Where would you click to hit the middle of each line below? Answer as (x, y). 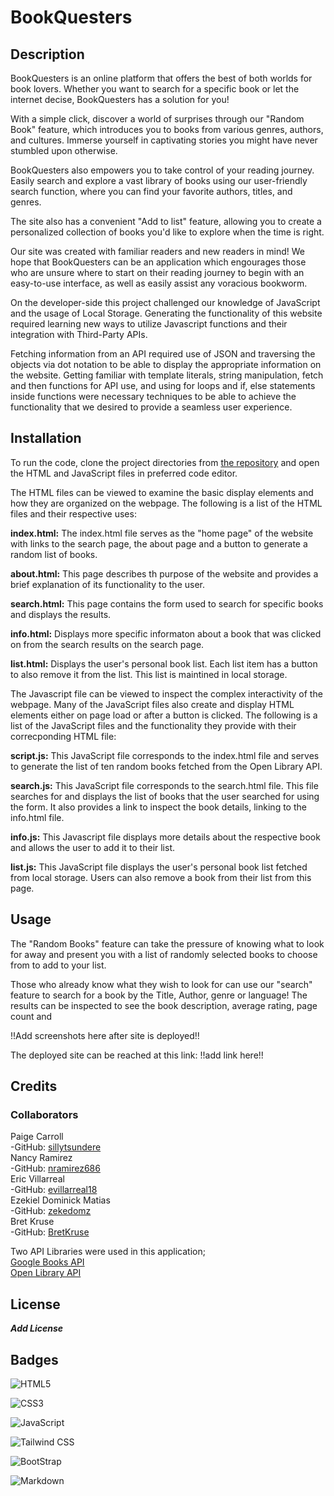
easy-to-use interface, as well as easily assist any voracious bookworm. (159, 283)
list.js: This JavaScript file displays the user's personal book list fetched (159, 867)
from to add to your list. (58, 965)
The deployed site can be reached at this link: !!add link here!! (137, 1055)
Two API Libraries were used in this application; (108, 1252)
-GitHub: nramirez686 (55, 1168)
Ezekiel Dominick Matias (60, 1200)
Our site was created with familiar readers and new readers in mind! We (158, 251)
